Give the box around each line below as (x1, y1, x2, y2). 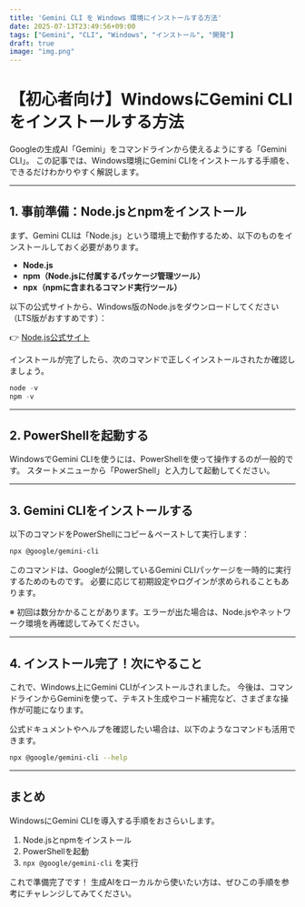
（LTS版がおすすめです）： (9, 312, 107, 323)
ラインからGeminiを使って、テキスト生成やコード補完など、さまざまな (16, 692, 281, 703)
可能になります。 (25, 704, 89, 715)
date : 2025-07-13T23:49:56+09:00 (9, 22, 136, 31)
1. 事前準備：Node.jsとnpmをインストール (9, 204, 247, 219)
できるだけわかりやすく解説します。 (9, 166, 144, 177)
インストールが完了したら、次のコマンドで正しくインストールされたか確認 (9, 354, 288, 365)
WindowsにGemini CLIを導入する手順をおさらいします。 (9, 815, 220, 826)
